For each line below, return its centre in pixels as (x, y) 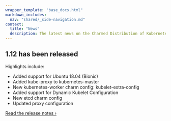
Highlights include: (25, 66)
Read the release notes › (31, 113)
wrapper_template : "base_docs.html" (44, 10)
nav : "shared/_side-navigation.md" (48, 19)
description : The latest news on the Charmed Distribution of (77, 34)
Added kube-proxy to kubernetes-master (56, 81)
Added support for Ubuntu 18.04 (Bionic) (55, 76)
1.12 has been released (42, 54)
